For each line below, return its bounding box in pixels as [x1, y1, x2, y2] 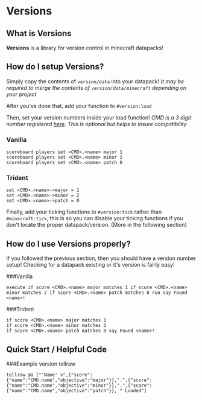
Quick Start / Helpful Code [6, 344, 107, 354]
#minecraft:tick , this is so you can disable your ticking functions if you [6, 215, 183, 222]
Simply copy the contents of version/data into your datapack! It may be [6, 77, 185, 85]
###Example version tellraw [6, 360, 76, 367]
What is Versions [6, 28, 72, 39]
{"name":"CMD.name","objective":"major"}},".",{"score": [6, 377, 153, 384]
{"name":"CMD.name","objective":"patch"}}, [6, 388, 118, 394]
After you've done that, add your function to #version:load [6, 102, 152, 109]
